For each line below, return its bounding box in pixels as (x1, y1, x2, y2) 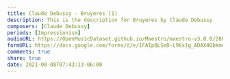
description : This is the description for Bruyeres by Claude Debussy (7, 16, 213, 23)
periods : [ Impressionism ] (7, 29, 81, 36)
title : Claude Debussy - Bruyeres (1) (7, 10, 118, 17)
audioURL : (7, 36, 36, 43)
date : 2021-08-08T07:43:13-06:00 (7, 61, 103, 68)
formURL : (7, 42, 32, 49)
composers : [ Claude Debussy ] (7, 23, 90, 30)
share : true (7, 55, 41, 62)
